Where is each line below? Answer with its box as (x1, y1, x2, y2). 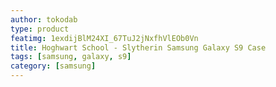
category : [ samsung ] (10, 61, 97, 71)
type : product (10, 24, 70, 34)
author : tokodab (10, 14, 78, 25)
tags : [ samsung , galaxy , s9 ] (10, 52, 132, 62)
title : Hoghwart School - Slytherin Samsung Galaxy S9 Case (10, 42, 267, 53)
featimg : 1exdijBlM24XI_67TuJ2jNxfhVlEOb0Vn (10, 33, 199, 43)
